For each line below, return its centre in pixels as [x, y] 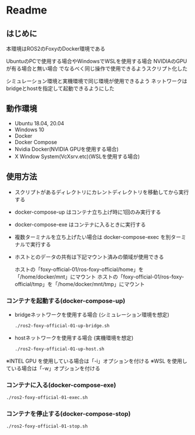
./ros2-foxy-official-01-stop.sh [47, 426]
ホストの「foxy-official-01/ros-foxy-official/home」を [79, 269]
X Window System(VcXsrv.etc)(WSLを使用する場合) [77, 156]
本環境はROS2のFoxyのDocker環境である [56, 49]
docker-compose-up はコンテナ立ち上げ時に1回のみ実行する [88, 212]
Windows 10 [29, 129]
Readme [27, 10]
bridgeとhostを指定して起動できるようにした [60, 88]
